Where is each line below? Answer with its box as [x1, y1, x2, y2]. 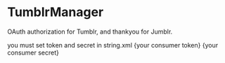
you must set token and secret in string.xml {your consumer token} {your [7, 41, 219, 49]
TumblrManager [7, 4, 104, 20]
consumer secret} [7, 48, 60, 57]
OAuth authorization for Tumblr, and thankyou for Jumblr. [7, 27, 173, 36]
